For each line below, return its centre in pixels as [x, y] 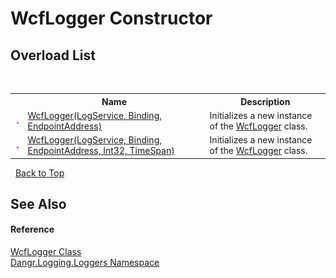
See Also [38, 203]
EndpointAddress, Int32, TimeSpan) [101, 150]
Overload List [53, 55]
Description [265, 101]
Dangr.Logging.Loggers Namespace [85, 263]
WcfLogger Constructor [111, 18]
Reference [32, 229]
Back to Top [39, 173]
